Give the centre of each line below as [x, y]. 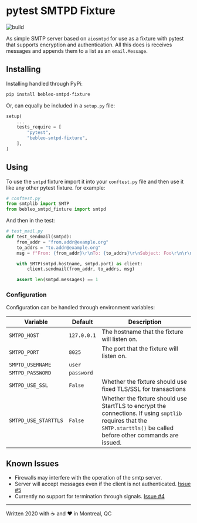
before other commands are [140, 436]
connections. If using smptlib [142, 413]
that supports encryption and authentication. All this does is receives [89, 45]
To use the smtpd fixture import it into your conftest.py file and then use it [95, 181]
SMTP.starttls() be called [138, 428]
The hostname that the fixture [142, 332]
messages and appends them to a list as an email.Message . [77, 50]
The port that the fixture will [140, 349]
